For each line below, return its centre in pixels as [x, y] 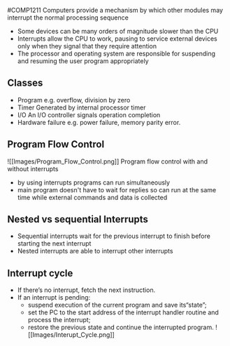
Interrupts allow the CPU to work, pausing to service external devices [117, 39]
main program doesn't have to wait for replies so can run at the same [117, 189]
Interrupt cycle [40, 273]
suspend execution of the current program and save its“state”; [117, 305]
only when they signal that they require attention [87, 46]
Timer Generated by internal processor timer [81, 107]
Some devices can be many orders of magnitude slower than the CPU [118, 31]
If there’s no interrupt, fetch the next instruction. [86, 290]
